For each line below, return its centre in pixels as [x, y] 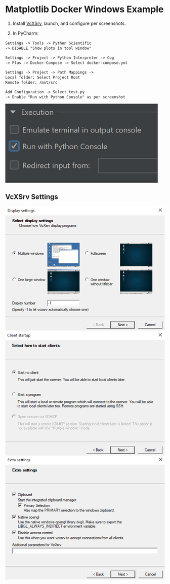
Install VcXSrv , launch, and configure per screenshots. [69, 23]
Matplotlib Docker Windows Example [84, 9]
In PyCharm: [26, 33]
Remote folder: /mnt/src [31, 82]
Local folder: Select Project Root [43, 77]
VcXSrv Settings [32, 197]
